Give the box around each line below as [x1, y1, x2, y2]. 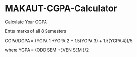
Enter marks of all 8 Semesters [5, 28, 67, 34]
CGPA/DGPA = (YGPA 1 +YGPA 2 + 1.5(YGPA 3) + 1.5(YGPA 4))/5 [5, 37, 133, 43]
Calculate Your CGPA [5, 19, 47, 25]
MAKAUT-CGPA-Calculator [5, 3, 117, 14]
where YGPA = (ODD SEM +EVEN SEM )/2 [5, 47, 89, 53]
